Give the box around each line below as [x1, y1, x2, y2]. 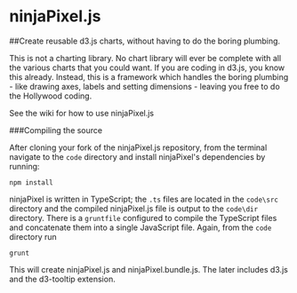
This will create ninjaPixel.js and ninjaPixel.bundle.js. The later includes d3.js [9, 264, 289, 274]
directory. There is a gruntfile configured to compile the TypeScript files [9, 212, 277, 223]
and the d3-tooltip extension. [9, 273, 116, 284]
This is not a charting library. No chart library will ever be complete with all [9, 52, 282, 63]
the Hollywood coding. [9, 91, 92, 101]
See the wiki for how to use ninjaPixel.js [9, 107, 155, 118]
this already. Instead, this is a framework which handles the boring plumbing [9, 71, 289, 82]
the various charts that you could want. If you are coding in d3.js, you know [9, 62, 285, 73]
